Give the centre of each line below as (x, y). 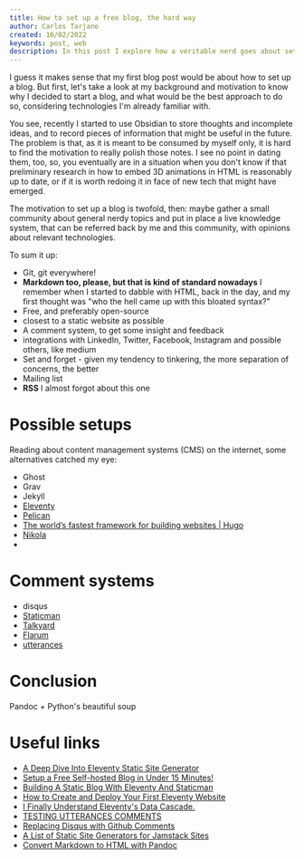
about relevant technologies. (62, 237)
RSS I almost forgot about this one (86, 388)
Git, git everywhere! (59, 273)
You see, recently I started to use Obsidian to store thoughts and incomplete (152, 124)
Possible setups (71, 425)
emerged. (27, 191)
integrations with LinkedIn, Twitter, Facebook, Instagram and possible (152, 340)
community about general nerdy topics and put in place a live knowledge (145, 218)
